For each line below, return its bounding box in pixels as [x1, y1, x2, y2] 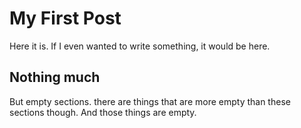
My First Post [9, 7, 122, 30]
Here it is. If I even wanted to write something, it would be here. [9, 40, 271, 52]
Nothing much [9, 69, 101, 86]
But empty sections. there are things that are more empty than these [9, 95, 291, 107]
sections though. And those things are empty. [9, 106, 197, 118]
